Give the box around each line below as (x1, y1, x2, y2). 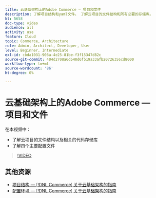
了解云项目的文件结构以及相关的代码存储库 (12, 137, 98, 143)
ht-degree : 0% (5, 71, 34, 75)
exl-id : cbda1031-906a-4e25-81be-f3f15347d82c (5, 52, 101, 57)
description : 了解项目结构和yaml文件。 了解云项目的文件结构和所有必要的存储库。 (5, 12, 154, 17)
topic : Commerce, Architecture (5, 39, 69, 44)
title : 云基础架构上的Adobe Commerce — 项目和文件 (5, 7, 101, 12)
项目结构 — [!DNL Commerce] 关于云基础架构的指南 (12, 181, 117, 187)
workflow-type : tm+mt (5, 61, 49, 66)
